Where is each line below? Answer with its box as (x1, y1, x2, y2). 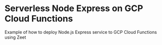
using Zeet (4, 34, 27, 40)
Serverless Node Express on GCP (4, 3, 143, 14)
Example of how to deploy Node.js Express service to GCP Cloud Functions (4, 29, 157, 35)
